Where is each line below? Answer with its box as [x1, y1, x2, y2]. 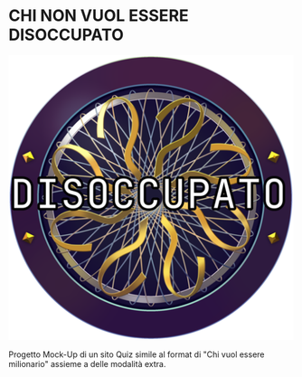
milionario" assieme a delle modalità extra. [8, 358, 166, 369]
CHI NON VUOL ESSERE [8, 5, 189, 26]
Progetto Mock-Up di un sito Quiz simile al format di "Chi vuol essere [8, 349, 265, 360]
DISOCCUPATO [8, 24, 124, 45]
